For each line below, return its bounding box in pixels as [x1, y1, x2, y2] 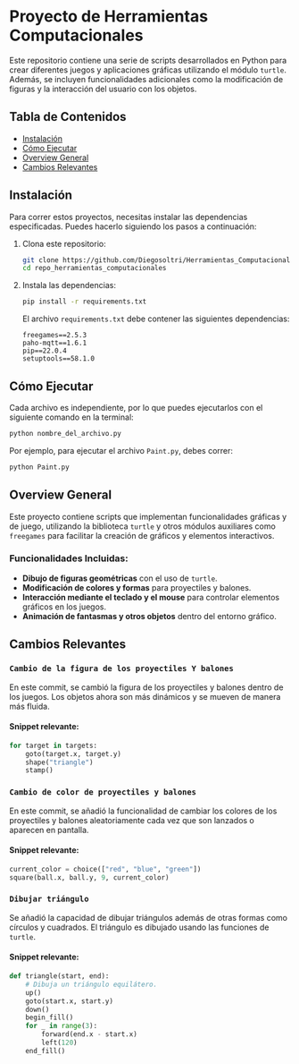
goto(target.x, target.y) [25, 749, 122, 758]
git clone [21, 255, 60, 265]
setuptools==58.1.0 [21, 354, 96, 363]
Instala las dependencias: [21, 280, 116, 291]
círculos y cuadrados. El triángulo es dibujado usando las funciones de [9, 922, 270, 932]
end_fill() [25, 1046, 66, 1055]
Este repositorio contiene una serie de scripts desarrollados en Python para [9, 55, 287, 65]
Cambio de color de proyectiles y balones [9, 787, 196, 797]
